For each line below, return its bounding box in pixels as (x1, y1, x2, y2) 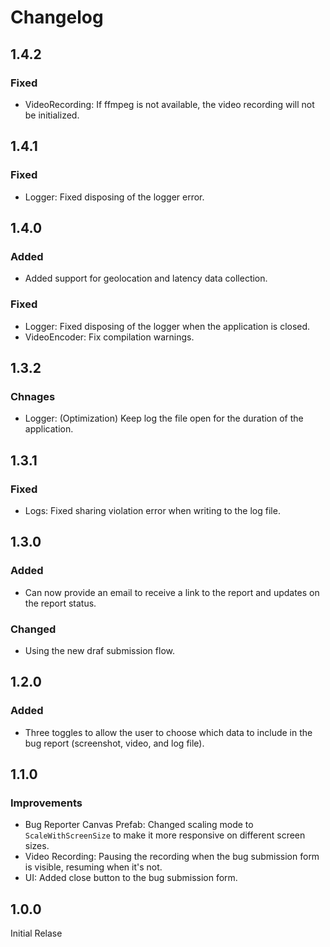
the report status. (24, 597, 97, 609)
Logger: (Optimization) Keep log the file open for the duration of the (24, 412, 304, 425)
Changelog (10, 6, 104, 29)
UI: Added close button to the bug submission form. (24, 872, 238, 884)
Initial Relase (10, 927, 63, 940)
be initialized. (24, 109, 80, 121)
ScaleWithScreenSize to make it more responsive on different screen (24, 829, 306, 841)
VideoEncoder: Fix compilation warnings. (24, 331, 195, 343)
